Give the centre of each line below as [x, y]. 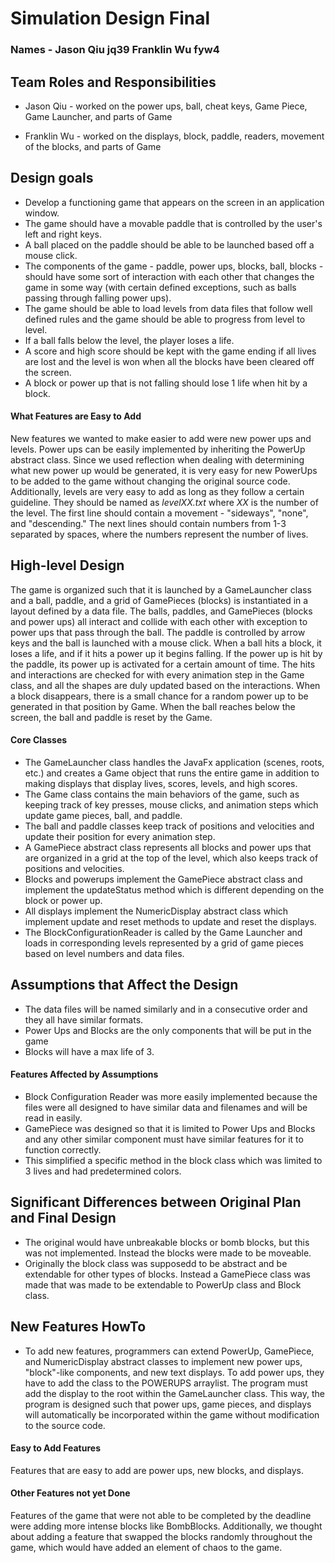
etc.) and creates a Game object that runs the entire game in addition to [172, 773]
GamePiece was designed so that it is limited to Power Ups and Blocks [170, 1128]
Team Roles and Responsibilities [113, 82]
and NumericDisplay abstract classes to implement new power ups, [163, 1361]
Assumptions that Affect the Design [124, 985]
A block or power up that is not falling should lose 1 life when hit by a [166, 383]
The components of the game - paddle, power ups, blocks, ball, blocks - [174, 266]
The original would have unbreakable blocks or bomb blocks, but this [167, 1242]
